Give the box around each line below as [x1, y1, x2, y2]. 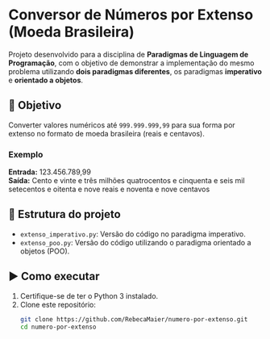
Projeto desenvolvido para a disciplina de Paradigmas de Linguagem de [8, 49, 249, 59]
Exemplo [8, 149, 44, 160]
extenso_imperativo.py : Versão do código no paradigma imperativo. [19, 228, 246, 239]
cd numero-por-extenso [19, 323, 97, 331]
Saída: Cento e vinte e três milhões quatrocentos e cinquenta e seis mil [8, 176, 245, 186]
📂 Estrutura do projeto [8, 207, 121, 221]
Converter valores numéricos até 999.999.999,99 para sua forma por [8, 119, 235, 130]
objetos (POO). [19, 246, 70, 256]
